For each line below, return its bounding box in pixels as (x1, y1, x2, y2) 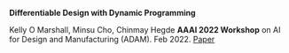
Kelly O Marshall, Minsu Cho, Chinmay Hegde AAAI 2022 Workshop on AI (9, 25, 281, 34)
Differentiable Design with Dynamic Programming (9, 8, 197, 18)
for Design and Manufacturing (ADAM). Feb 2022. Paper (9, 34, 215, 44)
